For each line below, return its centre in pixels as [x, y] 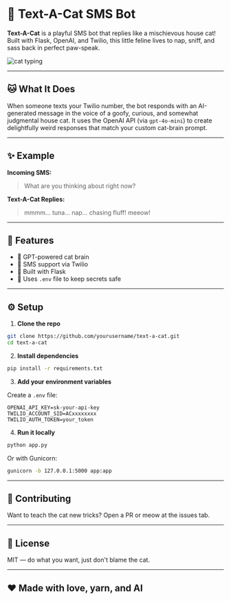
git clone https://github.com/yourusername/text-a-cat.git [93, 337]
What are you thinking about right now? [80, 186]
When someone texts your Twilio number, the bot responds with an [102, 105]
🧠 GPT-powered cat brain [53, 257]
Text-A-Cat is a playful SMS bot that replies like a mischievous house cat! [112, 33]
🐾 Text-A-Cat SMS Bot [71, 14]
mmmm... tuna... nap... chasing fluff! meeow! [87, 212]
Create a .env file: [32, 394]
